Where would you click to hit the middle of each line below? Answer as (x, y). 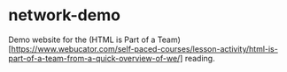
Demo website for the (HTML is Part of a (82, 40)
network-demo (65, 15)
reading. (200, 58)
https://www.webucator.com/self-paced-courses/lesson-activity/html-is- (144, 48)
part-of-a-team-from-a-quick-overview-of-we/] (96, 58)
